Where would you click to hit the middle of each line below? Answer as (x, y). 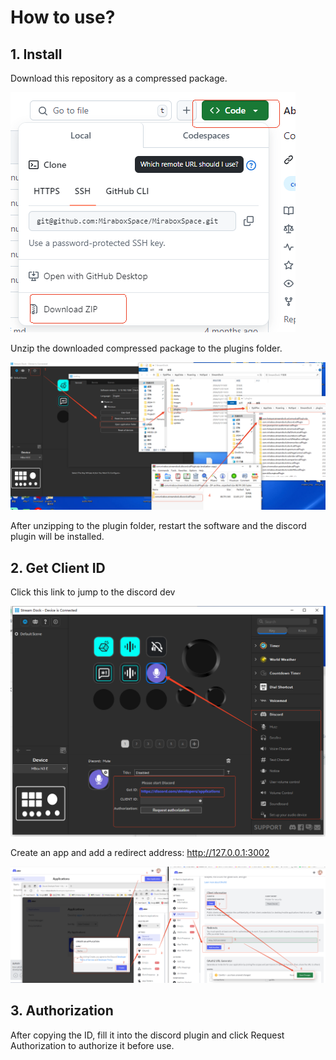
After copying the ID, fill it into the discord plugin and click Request (147, 1035)
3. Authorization (62, 1011)
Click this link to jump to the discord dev (93, 592)
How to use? (63, 17)
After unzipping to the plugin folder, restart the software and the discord (158, 526)
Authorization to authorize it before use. (92, 1045)
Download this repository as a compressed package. (119, 78)
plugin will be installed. (57, 537)
